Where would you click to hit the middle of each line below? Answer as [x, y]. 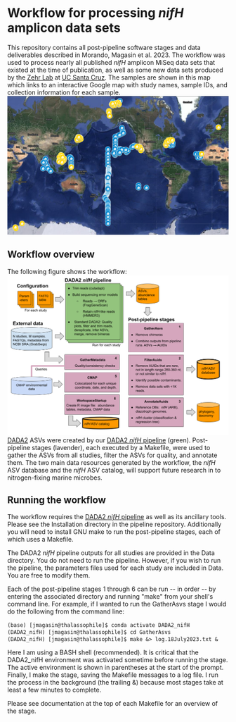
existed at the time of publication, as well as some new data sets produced [115, 70]
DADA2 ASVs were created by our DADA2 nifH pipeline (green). [99, 440]
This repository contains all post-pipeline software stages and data [104, 47]
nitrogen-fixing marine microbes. [55, 478]
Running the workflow [57, 500]
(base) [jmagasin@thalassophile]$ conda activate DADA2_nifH [99, 625]
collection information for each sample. [64, 92]
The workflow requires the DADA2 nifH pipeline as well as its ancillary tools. [117, 517]
